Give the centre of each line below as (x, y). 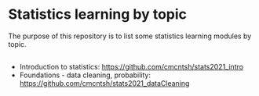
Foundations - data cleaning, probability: (85, 75)
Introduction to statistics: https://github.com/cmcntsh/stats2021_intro (131, 67)
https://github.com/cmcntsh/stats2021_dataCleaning (104, 84)
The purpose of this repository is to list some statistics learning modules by (130, 36)
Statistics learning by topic (97, 14)
